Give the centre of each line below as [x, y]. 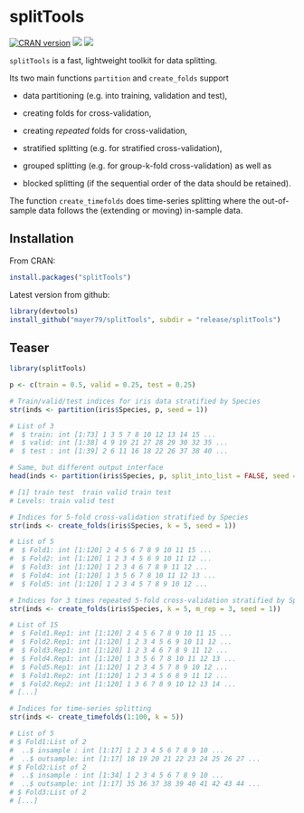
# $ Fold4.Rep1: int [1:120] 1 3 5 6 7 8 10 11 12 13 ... [123, 658]
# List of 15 [34, 625]
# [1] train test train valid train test [90, 492]
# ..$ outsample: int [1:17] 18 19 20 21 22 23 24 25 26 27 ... [135, 759]
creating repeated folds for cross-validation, [105, 130]
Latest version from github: [60, 294]
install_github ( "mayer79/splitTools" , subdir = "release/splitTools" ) [145, 320]
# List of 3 [32, 426]
